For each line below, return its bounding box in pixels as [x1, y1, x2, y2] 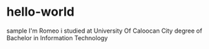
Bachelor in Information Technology [6, 33, 108, 42]
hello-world [6, 4, 75, 20]
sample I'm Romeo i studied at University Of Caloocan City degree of [6, 27, 203, 35]
